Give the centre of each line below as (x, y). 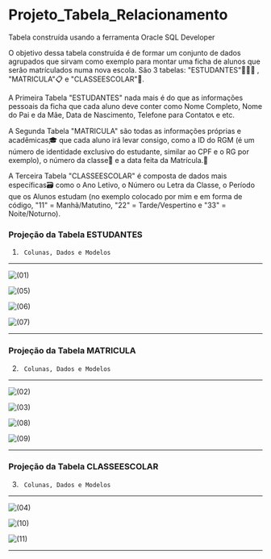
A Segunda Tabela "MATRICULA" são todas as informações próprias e (125, 131)
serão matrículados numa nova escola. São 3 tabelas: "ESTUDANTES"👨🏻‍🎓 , (134, 69)
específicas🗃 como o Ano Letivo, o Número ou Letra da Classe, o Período (132, 185)
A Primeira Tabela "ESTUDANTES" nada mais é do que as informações (126, 98)
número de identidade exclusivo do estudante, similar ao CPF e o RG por (129, 152)
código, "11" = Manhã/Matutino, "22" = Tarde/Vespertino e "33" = (117, 205)
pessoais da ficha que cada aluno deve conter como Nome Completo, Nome (135, 106)
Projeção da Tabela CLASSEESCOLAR (83, 467)
